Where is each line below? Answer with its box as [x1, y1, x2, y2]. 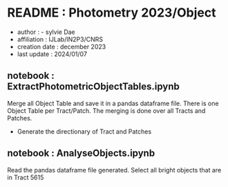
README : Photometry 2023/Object [7, 5, 216, 21]
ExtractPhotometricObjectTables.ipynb [7, 81, 180, 93]
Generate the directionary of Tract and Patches [17, 127, 152, 136]
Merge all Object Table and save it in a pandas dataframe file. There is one [7, 99, 219, 107]
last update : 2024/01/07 [17, 50, 88, 58]
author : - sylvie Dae [17, 28, 76, 36]
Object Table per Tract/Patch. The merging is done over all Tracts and [7, 106, 206, 115]
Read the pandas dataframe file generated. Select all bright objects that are [7, 166, 222, 174]
